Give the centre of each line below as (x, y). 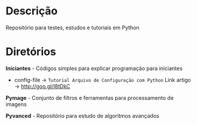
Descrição (32, 11)
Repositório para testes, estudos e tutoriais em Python (73, 28)
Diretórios (31, 52)
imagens (16, 104)
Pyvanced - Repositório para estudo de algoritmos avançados (83, 115)
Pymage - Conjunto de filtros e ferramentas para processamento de (90, 97)
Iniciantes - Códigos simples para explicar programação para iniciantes (94, 68)
